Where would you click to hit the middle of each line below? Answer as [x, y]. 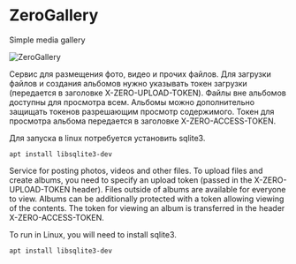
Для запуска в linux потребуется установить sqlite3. [107, 138]
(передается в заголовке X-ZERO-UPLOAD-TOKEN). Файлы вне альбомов [148, 93]
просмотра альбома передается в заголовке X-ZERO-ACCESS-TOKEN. [143, 121]
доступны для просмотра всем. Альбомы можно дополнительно [132, 102]
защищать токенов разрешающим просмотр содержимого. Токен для [142, 111]
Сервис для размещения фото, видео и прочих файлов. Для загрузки [140, 74]
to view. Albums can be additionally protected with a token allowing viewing [147, 199]
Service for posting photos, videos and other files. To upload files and [136, 170]
